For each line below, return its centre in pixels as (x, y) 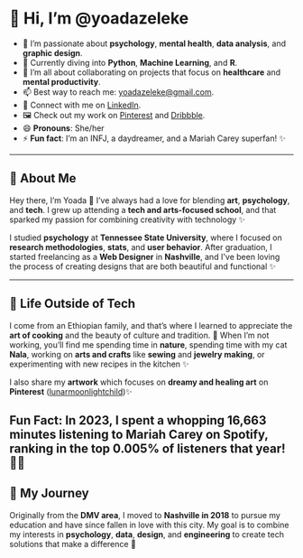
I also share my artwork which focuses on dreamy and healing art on (139, 382)
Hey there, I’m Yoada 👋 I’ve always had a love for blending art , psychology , (150, 200)
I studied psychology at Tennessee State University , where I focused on (146, 237)
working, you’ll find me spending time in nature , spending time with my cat (148, 344)
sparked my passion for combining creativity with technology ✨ (128, 219)
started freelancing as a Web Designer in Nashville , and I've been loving (145, 256)
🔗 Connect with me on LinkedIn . (82, 105)
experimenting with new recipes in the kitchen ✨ (99, 364)
